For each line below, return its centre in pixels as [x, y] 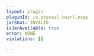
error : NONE [21, 34]
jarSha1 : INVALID [27, 22]
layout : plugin [25, 11]
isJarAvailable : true [33, 28]
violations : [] [25, 39]
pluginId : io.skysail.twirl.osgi [47, 17]
